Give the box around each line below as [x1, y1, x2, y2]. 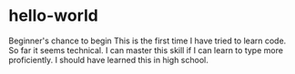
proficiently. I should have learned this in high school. [8, 54, 209, 65]
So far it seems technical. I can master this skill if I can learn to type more [8, 44, 284, 55]
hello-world [8, 5, 99, 26]
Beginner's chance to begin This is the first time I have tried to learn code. [8, 35, 287, 46]
